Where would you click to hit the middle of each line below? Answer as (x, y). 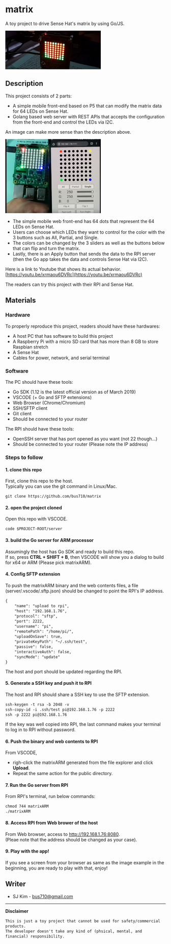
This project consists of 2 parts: (39, 96)
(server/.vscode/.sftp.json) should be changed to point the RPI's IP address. (85, 591)
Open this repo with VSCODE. (36, 519)
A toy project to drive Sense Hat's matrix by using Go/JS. (65, 23)
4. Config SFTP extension (33, 574)
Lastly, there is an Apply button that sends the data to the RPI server (84, 254)
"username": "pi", (34, 626)
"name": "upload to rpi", (42, 606)
